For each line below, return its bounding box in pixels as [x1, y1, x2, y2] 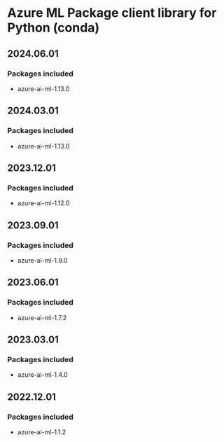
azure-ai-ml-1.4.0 [17, 371, 68, 379]
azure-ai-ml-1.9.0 [17, 256, 68, 264]
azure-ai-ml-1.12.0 [17, 199, 70, 207]
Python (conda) [7, 20, 100, 36]
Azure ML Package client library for [7, 5, 217, 21]
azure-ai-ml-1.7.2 [17, 313, 67, 322]
